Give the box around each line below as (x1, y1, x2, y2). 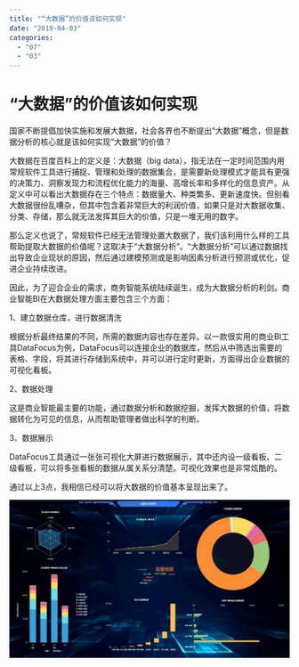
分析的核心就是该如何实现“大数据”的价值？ (16, 136, 173, 147)
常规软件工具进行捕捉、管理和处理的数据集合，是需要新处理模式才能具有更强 (9, 167, 290, 177)
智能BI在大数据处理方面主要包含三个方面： (16, 294, 173, 305)
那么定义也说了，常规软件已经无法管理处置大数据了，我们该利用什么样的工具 (9, 230, 290, 240)
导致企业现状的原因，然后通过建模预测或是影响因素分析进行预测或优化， (16, 252, 282, 263)
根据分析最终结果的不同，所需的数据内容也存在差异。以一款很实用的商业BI (9, 331, 282, 342)
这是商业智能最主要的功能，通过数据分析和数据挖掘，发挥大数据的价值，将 (9, 403, 282, 413)
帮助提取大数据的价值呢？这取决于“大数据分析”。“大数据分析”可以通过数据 (9, 241, 280, 252)
